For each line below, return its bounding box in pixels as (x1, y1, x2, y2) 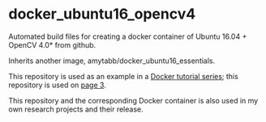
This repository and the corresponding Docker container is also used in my (8, 95, 259, 105)
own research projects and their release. (8, 104, 144, 114)
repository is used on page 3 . (8, 80, 107, 90)
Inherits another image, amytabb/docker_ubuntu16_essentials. (8, 56, 216, 65)
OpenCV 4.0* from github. (8, 40, 97, 49)
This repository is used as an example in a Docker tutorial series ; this (8, 71, 239, 81)
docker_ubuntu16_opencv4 (8, 5, 196, 23)
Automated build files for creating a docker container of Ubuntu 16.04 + (8, 32, 247, 41)
